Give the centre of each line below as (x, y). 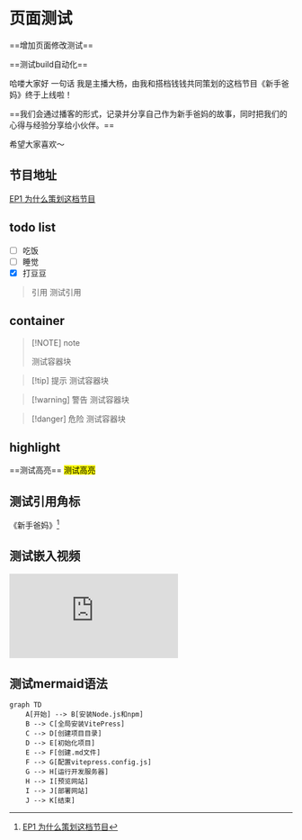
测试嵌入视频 (45, 556)
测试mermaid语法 (58, 684)
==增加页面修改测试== (52, 45)
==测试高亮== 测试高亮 (53, 470)
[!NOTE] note (56, 342)
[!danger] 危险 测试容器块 (78, 419)
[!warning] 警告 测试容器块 (80, 399)
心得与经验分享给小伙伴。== (62, 125)
